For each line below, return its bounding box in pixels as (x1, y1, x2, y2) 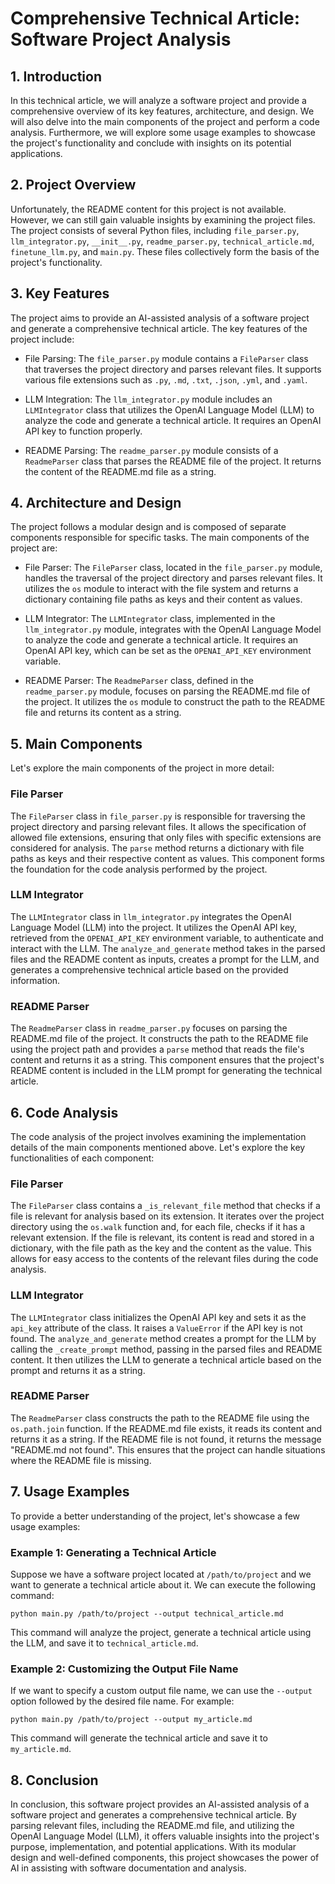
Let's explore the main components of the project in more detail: (10, 762, 275, 774)
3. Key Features (10, 285, 110, 302)
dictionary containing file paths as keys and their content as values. (24, 593, 303, 606)
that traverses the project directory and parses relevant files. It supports (24, 363, 322, 375)
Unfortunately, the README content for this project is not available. (10, 203, 287, 215)
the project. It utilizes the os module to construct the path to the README (24, 696, 326, 708)
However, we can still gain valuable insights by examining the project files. (10, 213, 316, 226)
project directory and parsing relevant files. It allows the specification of (10, 820, 307, 832)
